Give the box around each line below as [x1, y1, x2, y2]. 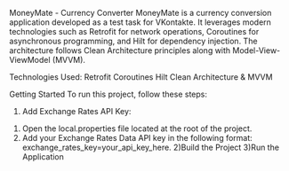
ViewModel [9, 55, 51, 65]
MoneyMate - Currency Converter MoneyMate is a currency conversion [9, 8, 272, 18]
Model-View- [232, 45, 281, 56]
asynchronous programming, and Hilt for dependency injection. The [9, 35, 258, 46]
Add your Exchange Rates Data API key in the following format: [21, 133, 253, 143]
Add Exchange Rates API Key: [21, 106, 132, 116]
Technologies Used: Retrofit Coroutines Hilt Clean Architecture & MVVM [9, 72, 273, 82]
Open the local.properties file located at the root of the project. [21, 123, 253, 134]
